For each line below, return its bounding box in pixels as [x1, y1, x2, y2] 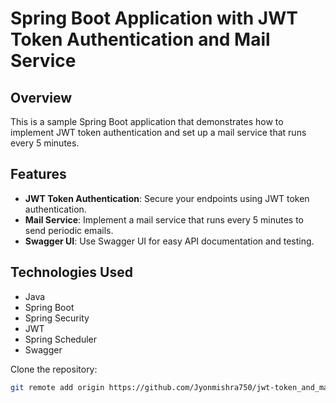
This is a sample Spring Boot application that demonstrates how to [10, 116, 284, 127]
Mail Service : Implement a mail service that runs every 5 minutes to [24, 213, 304, 226]
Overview [10, 89, 73, 106]
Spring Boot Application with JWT [10, 7, 298, 30]
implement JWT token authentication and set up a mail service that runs [10, 127, 307, 138]
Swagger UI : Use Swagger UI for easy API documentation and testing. [24, 235, 315, 247]
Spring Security [24, 312, 90, 324]
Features [10, 166, 67, 183]
